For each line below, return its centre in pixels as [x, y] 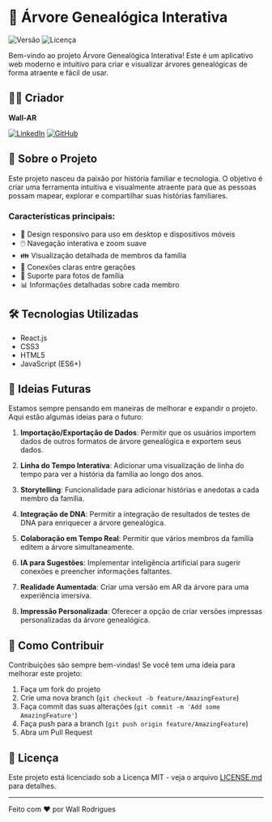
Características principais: [62, 216]
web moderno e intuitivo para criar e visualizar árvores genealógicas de [128, 64]
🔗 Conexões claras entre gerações [78, 266]
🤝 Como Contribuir [56, 645]
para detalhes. [32, 786]
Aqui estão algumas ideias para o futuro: [76, 417]
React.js [34, 338]
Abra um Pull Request [56, 732]
